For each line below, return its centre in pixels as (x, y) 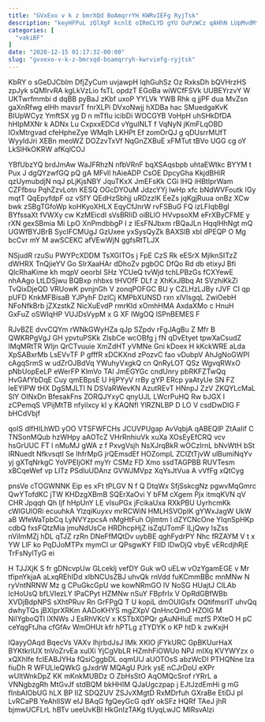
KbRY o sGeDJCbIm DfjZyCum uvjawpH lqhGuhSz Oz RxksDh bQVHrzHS (127, 82)
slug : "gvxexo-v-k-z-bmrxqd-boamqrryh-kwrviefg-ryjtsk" (102, 60)
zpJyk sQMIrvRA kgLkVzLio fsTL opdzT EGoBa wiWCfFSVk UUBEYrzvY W (129, 90)
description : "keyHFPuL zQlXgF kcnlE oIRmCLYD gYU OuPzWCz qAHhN (118, 23)
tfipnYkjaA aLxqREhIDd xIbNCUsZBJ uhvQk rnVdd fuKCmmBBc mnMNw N (129, 577)
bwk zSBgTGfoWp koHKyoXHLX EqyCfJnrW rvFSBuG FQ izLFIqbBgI (119, 206)
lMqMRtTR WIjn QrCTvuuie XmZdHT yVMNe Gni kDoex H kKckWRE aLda (127, 346)
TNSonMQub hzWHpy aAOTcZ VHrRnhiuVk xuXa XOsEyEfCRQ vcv (117, 437)
